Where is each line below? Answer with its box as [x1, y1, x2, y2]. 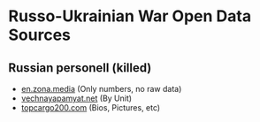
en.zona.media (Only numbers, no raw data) [20, 84, 182, 94]
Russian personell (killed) [8, 60, 152, 75]
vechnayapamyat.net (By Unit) [20, 93, 133, 103]
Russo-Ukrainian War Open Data [8, 6, 252, 27]
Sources [8, 25, 72, 45]
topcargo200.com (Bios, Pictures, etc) [20, 103, 161, 112]
